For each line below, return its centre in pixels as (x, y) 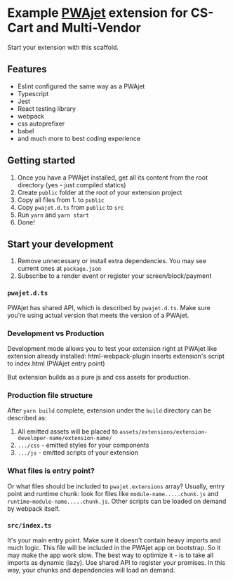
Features (27, 69)
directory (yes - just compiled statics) (72, 185)
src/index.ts (29, 526)
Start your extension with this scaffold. (63, 47)
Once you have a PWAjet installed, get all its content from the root (113, 178)
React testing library (46, 108)
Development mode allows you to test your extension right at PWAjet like (112, 348)
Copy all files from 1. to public (61, 200)
